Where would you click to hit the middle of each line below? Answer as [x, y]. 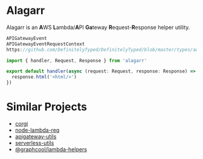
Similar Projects [47, 107]
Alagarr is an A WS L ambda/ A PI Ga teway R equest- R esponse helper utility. [98, 27]
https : [14, 50]
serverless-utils [34, 143]
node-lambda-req [37, 130]
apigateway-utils [36, 136]
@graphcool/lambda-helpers [51, 149]
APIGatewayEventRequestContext [46, 44]
